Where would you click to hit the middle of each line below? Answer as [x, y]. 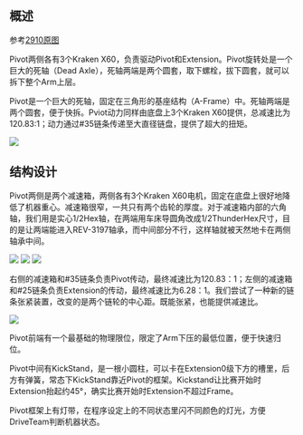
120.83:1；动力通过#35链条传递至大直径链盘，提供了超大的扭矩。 [131, 123]
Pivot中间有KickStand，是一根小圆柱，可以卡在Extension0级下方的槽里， [146, 368]
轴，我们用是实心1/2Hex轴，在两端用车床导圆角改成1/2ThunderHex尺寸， [146, 218]
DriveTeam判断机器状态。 [57, 421]
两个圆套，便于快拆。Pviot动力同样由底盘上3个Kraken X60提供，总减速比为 [150, 112]
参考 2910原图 [34, 40]
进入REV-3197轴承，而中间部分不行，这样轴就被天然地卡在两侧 [174, 229]
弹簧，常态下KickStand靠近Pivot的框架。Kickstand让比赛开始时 [143, 380]
